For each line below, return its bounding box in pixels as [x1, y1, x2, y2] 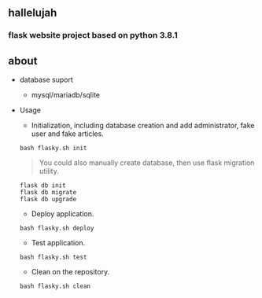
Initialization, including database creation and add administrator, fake [31, 121, 255, 131]
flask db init [19, 182, 66, 189]
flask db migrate [19, 189, 77, 197]
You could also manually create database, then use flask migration [39, 158, 255, 167]
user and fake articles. [31, 129, 104, 138]
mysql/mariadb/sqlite [31, 90, 101, 100]
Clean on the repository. [31, 267, 110, 277]
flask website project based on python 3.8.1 [8, 30, 179, 41]
